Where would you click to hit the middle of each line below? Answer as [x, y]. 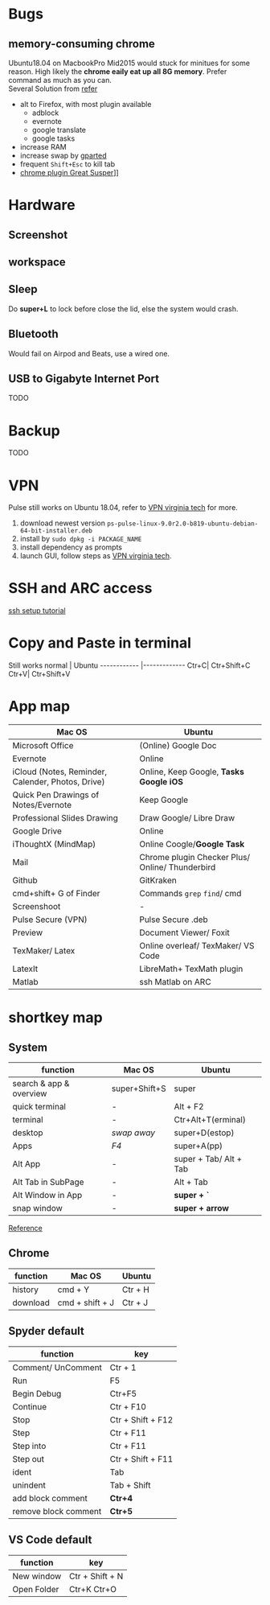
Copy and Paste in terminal [100, 643]
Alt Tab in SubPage [48, 1182]
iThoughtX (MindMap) [54, 844]
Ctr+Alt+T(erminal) [210, 1120]
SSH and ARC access [80, 588]
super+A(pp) [198, 1146]
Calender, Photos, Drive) [59, 782]
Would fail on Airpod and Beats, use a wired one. [89, 353]
